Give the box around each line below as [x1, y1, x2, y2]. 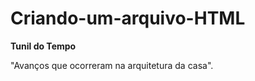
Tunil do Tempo [10, 40, 77, 52]
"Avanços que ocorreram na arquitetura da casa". [10, 59, 214, 71]
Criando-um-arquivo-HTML [10, 7, 246, 30]
